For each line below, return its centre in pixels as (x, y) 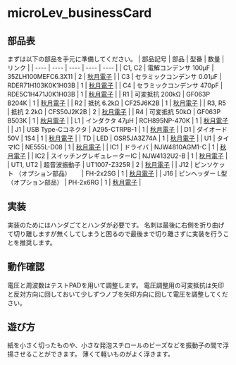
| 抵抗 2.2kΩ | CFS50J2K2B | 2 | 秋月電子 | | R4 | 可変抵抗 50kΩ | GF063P (114, 112)
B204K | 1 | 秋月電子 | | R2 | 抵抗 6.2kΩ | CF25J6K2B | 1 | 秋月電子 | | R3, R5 (117, 103)
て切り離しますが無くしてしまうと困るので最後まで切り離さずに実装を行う (115, 233)
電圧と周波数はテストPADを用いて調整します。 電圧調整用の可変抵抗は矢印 (116, 285)
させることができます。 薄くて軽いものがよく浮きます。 (94, 354)
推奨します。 (38, 242)
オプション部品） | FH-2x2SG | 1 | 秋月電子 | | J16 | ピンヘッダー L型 (124, 173)
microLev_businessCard (80, 13)
